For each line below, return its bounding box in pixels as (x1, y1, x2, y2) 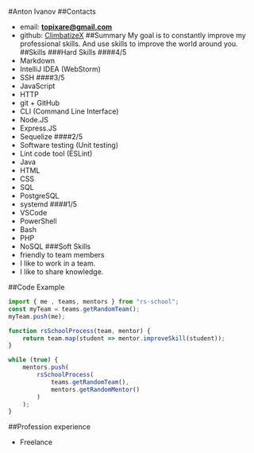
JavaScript (19, 81, 56, 91)
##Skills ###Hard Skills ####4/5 (19, 48, 127, 56)
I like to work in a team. (19, 258, 96, 268)
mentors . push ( (22, 363, 69, 372)
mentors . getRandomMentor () (50, 385, 140, 393)
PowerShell (19, 216, 57, 226)
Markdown (19, 56, 56, 65)
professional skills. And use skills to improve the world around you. (19, 39, 238, 48)
